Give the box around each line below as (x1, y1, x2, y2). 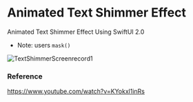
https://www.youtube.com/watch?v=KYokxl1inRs (7, 88, 145, 96)
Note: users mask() (17, 41, 71, 49)
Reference (7, 71, 43, 81)
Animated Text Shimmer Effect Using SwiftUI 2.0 (7, 28, 145, 36)
